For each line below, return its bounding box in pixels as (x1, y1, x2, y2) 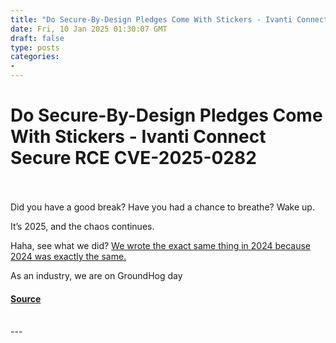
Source (10, 292, 42, 305)
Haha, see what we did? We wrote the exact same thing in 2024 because (10, 239, 312, 251)
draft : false (10, 33, 65, 43)
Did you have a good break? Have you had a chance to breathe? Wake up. (10, 201, 315, 213)
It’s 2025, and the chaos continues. (10, 220, 155, 232)
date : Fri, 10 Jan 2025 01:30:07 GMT (10, 24, 168, 34)
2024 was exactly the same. (10, 250, 127, 262)
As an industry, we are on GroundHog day (10, 269, 183, 281)
